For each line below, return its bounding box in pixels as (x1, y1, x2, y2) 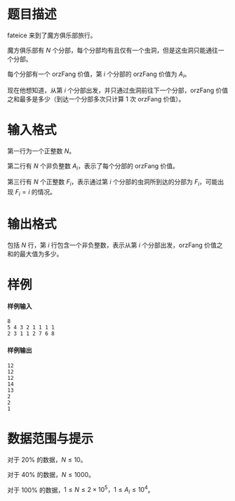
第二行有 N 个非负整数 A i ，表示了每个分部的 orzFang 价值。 (7, 161, 179, 172)
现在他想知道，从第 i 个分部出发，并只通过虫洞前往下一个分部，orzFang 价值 (7, 86, 229, 94)
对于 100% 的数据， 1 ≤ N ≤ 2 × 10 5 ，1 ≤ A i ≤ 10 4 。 (7, 484, 154, 495)
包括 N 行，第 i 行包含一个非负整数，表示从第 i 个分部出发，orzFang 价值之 (7, 241, 223, 249)
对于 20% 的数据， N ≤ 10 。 (7, 455, 87, 464)
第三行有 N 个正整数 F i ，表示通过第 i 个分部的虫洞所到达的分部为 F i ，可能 (7, 177, 218, 188)
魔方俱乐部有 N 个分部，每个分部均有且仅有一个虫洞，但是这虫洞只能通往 (7, 46, 219, 54)
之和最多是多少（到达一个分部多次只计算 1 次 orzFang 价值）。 (7, 94, 185, 103)
